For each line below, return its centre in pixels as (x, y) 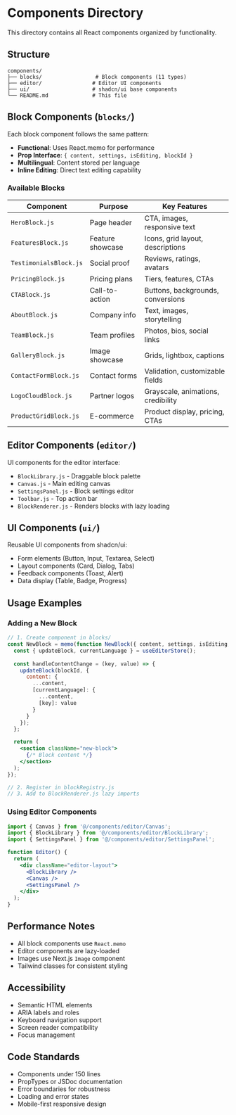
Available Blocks (36, 188)
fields (153, 380)
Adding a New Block (42, 623)
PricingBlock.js (38, 279)
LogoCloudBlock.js (41, 396)
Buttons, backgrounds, (182, 290)
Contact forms (113, 376)
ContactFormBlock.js (45, 375)
